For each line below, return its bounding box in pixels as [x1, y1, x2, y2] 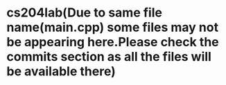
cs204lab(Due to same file [6, 5, 162, 21]
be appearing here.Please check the [6, 35, 219, 50]
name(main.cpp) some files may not [6, 19, 219, 35]
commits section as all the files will [6, 49, 212, 65]
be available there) [6, 64, 116, 79]
